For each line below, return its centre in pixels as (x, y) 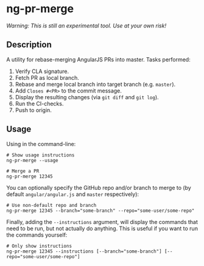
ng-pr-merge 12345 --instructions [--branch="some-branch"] (84, 251)
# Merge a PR (23, 171)
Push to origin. (33, 110)
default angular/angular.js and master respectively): (72, 194)
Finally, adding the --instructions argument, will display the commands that (102, 222)
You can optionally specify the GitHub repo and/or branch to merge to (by (99, 187)
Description (29, 45)
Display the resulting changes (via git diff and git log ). (87, 97)
